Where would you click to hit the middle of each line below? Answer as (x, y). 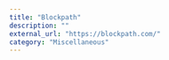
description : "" (39, 26)
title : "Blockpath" (45, 17)
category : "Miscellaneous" (59, 42)
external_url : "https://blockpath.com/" (85, 34)
